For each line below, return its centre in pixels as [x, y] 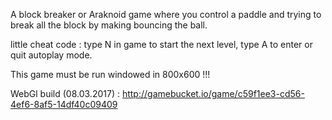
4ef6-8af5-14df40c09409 [64, 104]
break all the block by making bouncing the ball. [109, 25]
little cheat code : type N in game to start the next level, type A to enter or [161, 44]
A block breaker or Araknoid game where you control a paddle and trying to [166, 14]
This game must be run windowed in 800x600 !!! [110, 74]
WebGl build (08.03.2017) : [65, 93]
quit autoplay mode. [51, 55]
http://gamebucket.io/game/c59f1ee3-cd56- [213, 93]
